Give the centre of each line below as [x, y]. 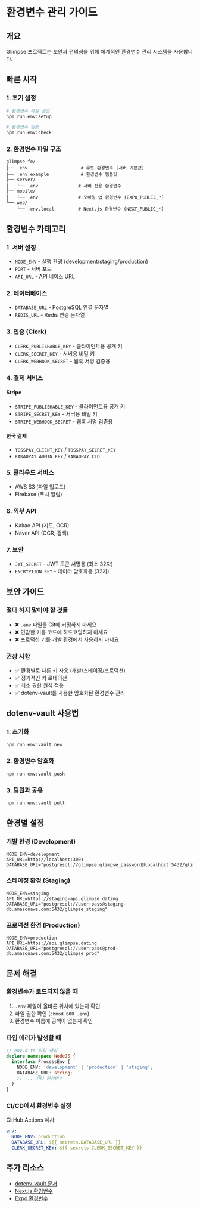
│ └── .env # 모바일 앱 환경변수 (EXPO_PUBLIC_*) [85, 197]
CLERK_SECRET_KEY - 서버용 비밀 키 [55, 353]
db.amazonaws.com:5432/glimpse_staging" [57, 909]
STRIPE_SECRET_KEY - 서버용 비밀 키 [56, 414]
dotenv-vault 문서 [36, 1183]
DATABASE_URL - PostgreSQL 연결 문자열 [62, 307]
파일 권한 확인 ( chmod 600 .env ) [52, 1013]
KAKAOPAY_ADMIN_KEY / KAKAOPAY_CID [57, 456]
